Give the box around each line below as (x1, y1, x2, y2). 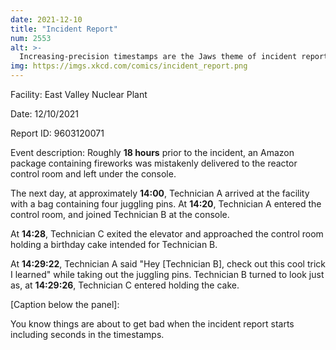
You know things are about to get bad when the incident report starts (10, 318, 295, 330)
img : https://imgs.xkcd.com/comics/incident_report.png (10, 61, 248, 71)
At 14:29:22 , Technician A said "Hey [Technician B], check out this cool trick (10, 258, 326, 270)
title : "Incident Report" (10, 24, 118, 34)
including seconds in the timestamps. (10, 329, 165, 340)
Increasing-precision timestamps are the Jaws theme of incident (19, 52, 298, 62)
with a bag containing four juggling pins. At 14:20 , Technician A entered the (10, 198, 322, 210)
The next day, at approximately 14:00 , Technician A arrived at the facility (10, 187, 310, 199)
